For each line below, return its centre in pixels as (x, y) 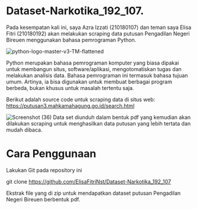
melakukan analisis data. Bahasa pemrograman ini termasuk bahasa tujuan (97, 75)
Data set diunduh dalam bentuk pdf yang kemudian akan (122, 117)
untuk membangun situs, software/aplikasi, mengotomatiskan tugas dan (94, 69)
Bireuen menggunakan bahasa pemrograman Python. (71, 40)
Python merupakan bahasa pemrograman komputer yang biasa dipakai (93, 63)
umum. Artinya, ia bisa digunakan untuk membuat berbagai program (89, 82)
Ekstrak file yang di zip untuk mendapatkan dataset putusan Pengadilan (93, 193)
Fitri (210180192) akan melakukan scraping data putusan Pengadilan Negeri (98, 33)
